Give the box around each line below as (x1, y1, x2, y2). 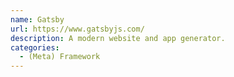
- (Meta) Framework (19, 52, 101, 62)
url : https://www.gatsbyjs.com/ (10, 24, 145, 34)
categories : (10, 42, 60, 53)
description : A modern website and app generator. (10, 33, 226, 43)
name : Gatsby (10, 14, 65, 25)
